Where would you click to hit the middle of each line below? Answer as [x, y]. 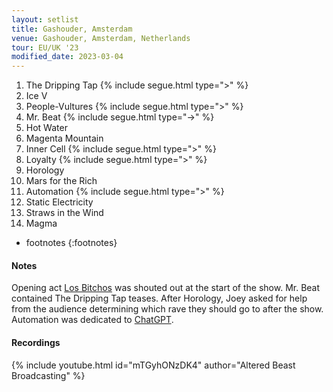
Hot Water [46, 128]
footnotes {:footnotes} [71, 243]
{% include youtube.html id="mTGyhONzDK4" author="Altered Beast [153, 365]
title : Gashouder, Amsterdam [72, 29]
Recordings [36, 342]
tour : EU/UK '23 [45, 47]
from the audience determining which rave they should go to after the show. [167, 309]
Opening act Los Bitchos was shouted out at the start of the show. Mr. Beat [166, 288]
